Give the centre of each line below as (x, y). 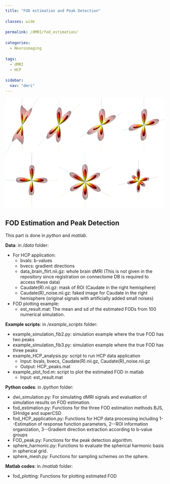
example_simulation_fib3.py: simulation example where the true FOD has (88, 345)
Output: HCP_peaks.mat (45, 366)
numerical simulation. (42, 314)
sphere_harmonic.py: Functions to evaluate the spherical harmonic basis (88, 445)
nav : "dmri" (23, 86)
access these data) (40, 282)
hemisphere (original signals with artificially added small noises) (87, 298)
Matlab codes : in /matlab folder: (39, 466)
